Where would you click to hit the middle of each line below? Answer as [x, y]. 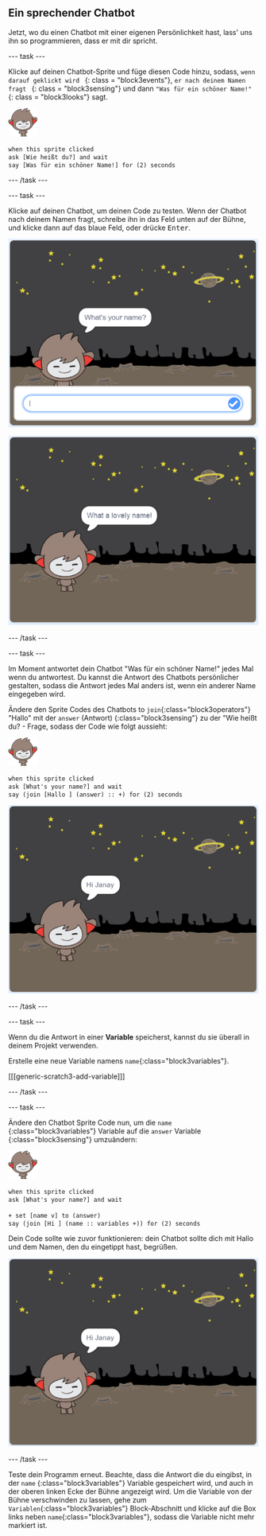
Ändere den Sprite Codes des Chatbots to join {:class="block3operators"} [130, 709]
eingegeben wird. [37, 694]
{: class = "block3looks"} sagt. [58, 97]
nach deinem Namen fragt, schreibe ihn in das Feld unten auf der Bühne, [127, 219]
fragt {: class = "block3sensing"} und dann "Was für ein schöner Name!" [130, 88]
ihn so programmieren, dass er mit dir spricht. [83, 41]
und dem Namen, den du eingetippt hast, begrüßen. [93, 1246]
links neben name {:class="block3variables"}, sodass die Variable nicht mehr [131, 1517]
